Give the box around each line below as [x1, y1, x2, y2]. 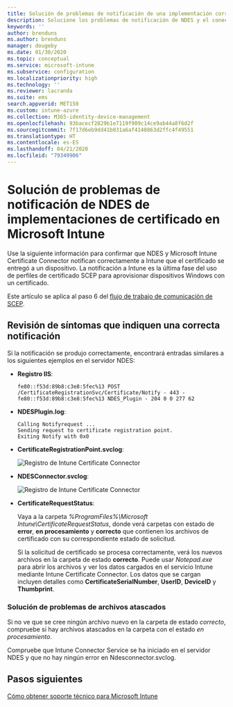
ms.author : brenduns [7, 36, 67, 43]
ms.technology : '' [7, 81, 60, 88]
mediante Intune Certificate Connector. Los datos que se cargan [17, 570, 201, 578]
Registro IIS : [17, 369, 53, 378]
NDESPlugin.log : [17, 407, 67, 416]
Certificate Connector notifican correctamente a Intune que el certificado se [7, 256, 225, 264]
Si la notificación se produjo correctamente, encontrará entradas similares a [7, 348, 224, 357]
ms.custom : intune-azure [7, 107, 79, 114]
